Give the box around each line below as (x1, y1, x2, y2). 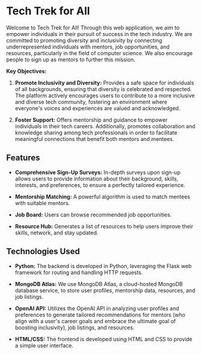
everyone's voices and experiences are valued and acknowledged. (14, 104, 181, 112)
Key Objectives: (6, 67, 47, 74)
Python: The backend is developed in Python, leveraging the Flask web (14, 262, 192, 269)
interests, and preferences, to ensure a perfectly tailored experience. (14, 181, 185, 188)
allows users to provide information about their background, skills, (14, 175, 179, 182)
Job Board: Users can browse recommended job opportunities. (14, 211, 172, 218)
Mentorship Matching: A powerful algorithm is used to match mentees (14, 193, 191, 200)
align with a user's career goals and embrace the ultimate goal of (14, 317, 176, 324)
